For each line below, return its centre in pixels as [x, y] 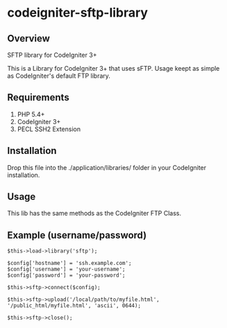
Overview [29, 38]
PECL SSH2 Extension [49, 129]
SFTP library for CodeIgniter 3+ [52, 55]
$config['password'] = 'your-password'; [67, 275]
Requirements [38, 97]
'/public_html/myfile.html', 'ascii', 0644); [74, 306]
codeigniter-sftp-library [77, 13]
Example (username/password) [77, 235]
